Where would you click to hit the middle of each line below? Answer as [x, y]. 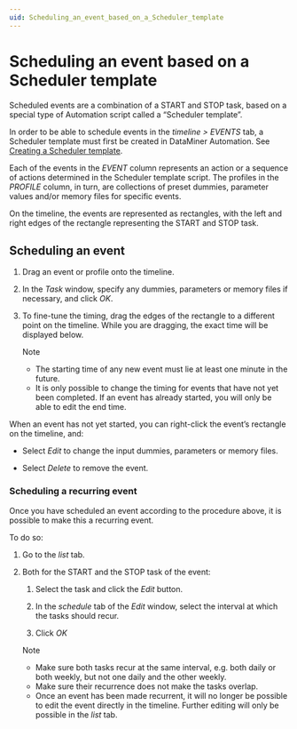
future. [47, 379]
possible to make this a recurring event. [82, 520]
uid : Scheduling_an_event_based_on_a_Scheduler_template [117, 17]
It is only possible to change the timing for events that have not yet [157, 389]
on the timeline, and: [47, 434]
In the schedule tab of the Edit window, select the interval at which [156, 606]
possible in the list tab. [76, 714]
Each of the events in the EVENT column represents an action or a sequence [149, 168]
